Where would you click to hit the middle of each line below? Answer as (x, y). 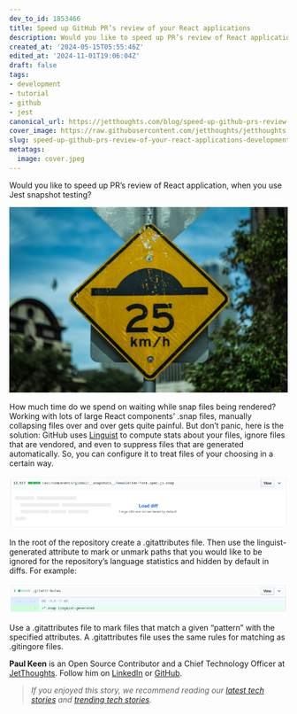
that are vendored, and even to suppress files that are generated (127, 445)
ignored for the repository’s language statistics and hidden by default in (139, 561)
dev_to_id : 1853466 (45, 19)
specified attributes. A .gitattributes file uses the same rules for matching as (147, 637)
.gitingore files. (36, 647)
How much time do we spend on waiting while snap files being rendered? (143, 407)
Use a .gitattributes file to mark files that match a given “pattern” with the (142, 628)
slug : (19, 140)
